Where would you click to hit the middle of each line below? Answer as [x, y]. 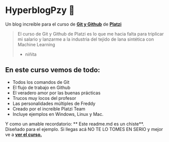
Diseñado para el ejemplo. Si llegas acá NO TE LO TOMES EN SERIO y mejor [84, 129]
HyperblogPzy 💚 [40, 10]
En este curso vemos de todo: [53, 70]
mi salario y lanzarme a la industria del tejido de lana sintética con [86, 39]
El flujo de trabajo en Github [41, 87]
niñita [31, 54]
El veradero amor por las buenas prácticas [56, 93]
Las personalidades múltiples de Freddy [54, 103]
